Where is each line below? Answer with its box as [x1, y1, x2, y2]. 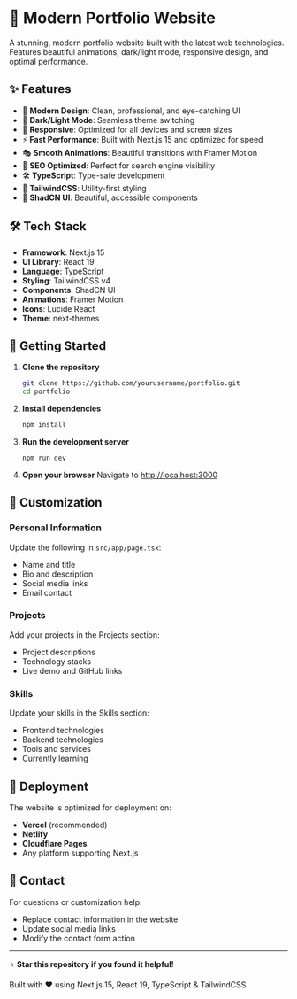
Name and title [21, 559, 76, 569]
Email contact [21, 587, 72, 598]
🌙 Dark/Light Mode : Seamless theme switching [21, 114, 195, 125]
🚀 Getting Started [9, 338, 107, 353]
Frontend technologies [21, 725, 104, 736]
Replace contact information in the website [21, 914, 179, 925]
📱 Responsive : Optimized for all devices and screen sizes [21, 124, 232, 135]
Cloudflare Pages [21, 838, 88, 848]
